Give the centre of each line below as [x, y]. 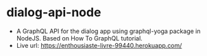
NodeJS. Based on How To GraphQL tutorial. [80, 38]
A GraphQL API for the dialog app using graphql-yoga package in [108, 31]
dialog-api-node [54, 12]
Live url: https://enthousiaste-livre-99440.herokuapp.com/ [99, 45]
